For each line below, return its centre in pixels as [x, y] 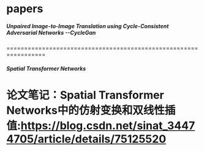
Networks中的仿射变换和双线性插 [91, 110]
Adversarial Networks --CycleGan [51, 32]
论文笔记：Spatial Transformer [85, 95]
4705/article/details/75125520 [86, 139]
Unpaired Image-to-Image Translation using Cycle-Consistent [88, 26]
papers [25, 9]
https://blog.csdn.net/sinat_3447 [108, 126]
